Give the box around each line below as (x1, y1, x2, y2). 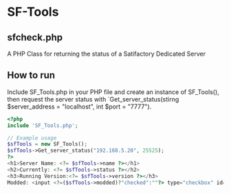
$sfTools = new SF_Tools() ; (7, 141, 88, 148)
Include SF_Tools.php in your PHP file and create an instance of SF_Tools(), (7, 87, 220, 96)
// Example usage (7, 135, 57, 141)
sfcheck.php (7, 32, 63, 43)
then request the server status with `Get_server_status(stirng (7, 95, 179, 103)
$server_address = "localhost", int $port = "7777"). (7, 102, 152, 111)
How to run (7, 69, 56, 81)
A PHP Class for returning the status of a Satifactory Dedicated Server (7, 49, 206, 58)
